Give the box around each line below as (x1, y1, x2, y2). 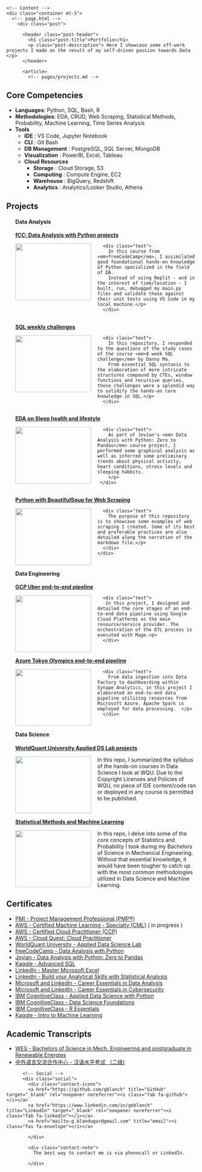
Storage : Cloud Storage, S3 (33, 164, 104, 171)
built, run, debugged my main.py (97, 286, 181, 292)
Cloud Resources (24, 157, 68, 165)
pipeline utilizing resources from (97, 696, 187, 702)
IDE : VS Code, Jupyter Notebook (24, 132, 108, 139)
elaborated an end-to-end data (97, 690, 177, 696)
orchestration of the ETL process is (97, 627, 192, 633)
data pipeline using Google (116, 611, 187, 617)
